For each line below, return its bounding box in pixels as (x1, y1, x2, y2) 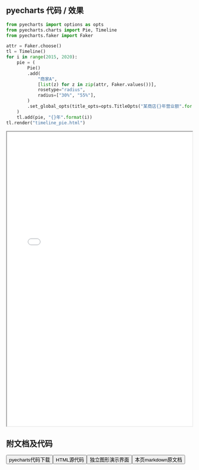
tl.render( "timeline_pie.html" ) (6, 120, 85, 125)
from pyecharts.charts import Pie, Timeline (6, 27, 117, 33)
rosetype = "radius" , (37, 87, 85, 93)
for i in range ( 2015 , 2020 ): (6, 54, 78, 60)
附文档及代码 (6, 438, 53, 449)
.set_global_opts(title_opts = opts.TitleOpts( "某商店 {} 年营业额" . (27, 104, 185, 110)
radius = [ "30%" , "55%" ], (37, 92, 96, 98)
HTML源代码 (55, 457, 84, 464)
